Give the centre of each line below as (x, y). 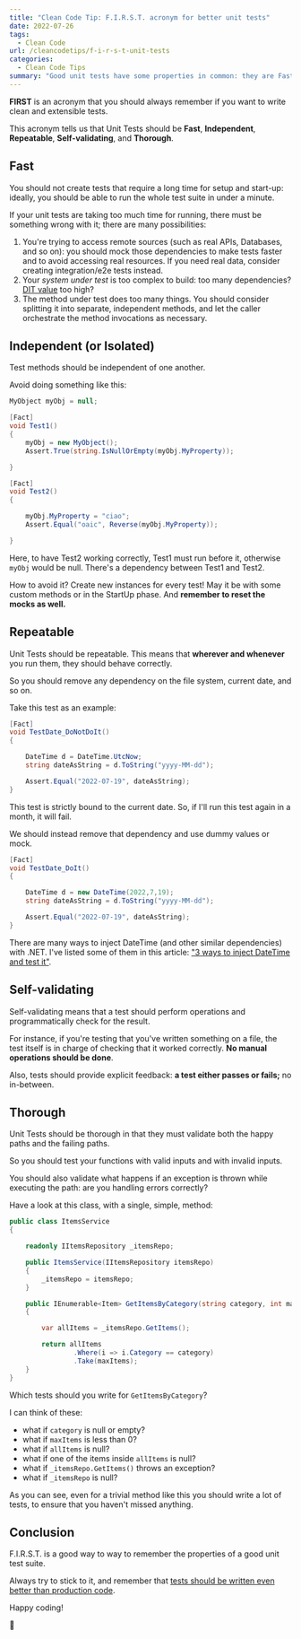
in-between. (32, 1084)
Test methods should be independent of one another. (107, 368)
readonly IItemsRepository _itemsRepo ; (100, 1247)
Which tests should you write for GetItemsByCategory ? (108, 1395)
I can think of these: (46, 1412)
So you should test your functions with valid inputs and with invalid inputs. (146, 1161)
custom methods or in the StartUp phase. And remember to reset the (138, 594)
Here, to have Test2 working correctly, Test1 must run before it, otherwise (145, 558)
